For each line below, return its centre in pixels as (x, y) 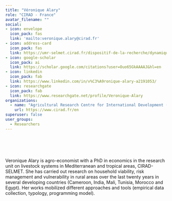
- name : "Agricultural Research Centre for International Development (87, 105)
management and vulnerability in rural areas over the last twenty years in (82, 176)
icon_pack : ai (25, 62)
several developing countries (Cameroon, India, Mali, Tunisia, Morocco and (84, 182)
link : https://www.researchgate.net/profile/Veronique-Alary (77, 96)
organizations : (21, 100)
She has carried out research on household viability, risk (85, 171)
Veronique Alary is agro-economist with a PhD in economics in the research (85, 160)
